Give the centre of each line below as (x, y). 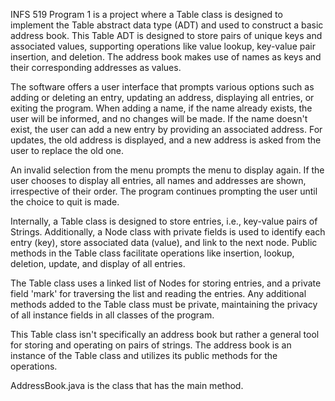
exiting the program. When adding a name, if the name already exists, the (161, 108)
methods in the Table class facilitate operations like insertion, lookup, (152, 253)
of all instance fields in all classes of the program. (112, 315)
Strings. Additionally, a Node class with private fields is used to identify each (168, 232)
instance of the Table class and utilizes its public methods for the (144, 355)
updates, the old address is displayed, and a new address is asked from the (166, 140)
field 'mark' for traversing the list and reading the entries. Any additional (158, 293)
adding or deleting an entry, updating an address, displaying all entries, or (162, 97)
